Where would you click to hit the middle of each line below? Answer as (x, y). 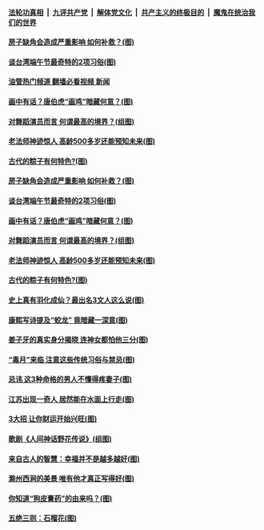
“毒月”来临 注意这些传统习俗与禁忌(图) (72, 359)
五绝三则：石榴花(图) (43, 518)
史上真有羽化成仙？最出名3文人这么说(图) (76, 300)
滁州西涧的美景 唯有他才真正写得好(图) (71, 479)
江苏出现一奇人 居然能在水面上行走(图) (71, 399)
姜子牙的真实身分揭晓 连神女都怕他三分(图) (78, 340)
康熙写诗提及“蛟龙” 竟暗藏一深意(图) (68, 320)
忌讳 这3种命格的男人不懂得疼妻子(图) (70, 379)
